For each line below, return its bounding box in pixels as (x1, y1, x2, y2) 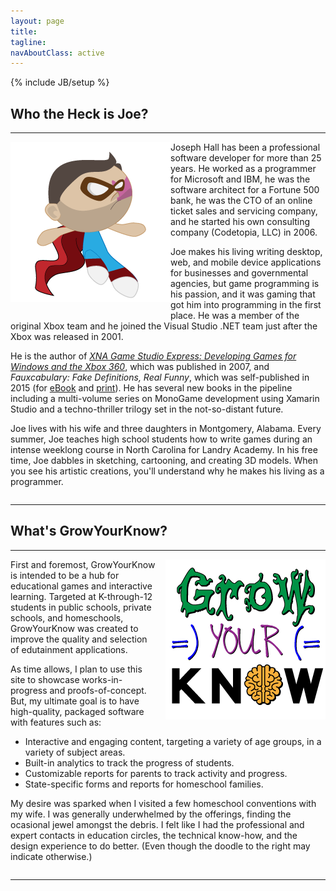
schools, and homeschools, (10, 611, 124, 624)
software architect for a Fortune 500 (170, 184, 320, 196)
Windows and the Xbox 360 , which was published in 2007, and (10, 361, 270, 373)
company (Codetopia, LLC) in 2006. (170, 226, 318, 239)
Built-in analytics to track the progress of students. (24, 756, 235, 769)
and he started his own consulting (170, 216, 311, 228)
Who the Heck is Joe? (10, 105, 149, 122)
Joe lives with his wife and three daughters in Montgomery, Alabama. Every (10, 423, 322, 435)
